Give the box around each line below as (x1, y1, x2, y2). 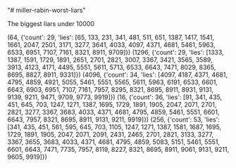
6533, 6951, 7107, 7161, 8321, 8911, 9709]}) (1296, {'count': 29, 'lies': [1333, (7, 49, 224, 56)
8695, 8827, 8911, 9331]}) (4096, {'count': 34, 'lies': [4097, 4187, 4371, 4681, (7, 70, 228, 79)
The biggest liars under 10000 (7, 20, 95, 27)
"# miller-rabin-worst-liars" (7, 6, 86, 14)
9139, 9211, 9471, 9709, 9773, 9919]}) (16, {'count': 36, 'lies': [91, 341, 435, (7, 93, 223, 101)
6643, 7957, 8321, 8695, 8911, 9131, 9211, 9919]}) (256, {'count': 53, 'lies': (7, 115, 221, 124)
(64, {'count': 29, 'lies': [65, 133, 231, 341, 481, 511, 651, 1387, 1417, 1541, (7, 33, 215, 41)
